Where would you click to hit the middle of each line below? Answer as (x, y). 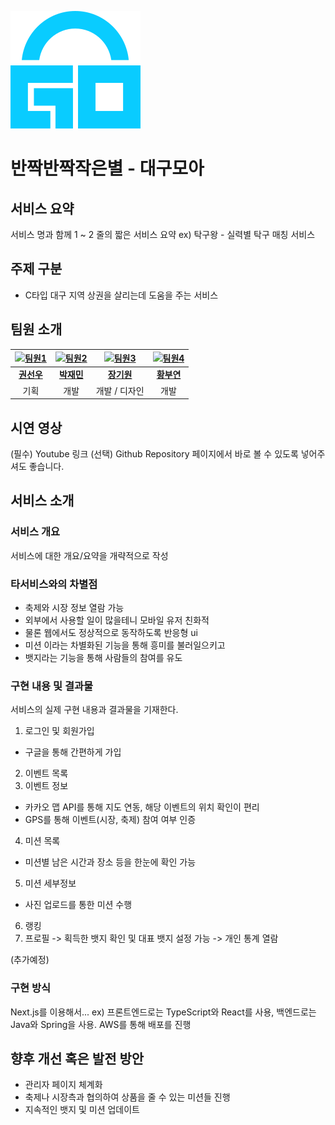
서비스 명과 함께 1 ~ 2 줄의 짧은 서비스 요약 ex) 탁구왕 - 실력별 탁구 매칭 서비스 (163, 234)
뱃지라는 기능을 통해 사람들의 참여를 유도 (103, 657)
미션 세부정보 (50, 883)
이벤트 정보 (46, 786)
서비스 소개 (42, 501)
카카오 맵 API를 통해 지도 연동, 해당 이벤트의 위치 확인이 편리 (142, 807)
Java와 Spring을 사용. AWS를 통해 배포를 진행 (101, 1024)
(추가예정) (30, 960)
